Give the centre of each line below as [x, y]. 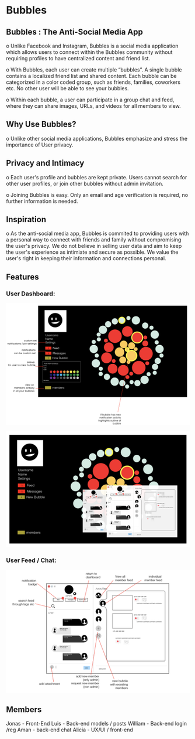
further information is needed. [42, 201]
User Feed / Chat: [31, 560]
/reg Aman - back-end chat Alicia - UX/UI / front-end [69, 730]
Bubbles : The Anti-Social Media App [74, 32]
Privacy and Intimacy [45, 163]
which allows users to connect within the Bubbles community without [89, 52]
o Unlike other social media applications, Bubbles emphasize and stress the [97, 138]
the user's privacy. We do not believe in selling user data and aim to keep [94, 246]
